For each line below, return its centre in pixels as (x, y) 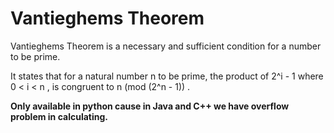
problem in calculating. (59, 116)
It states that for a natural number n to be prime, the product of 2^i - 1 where (167, 76)
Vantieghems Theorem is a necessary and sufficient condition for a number (166, 46)
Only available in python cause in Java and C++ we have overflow (150, 106)
